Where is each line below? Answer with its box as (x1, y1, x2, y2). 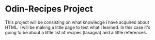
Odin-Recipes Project (5, 3, 93, 14)
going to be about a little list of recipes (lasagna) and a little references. (5, 29, 147, 35)
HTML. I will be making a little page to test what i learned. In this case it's (5, 24, 151, 30)
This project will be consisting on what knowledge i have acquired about (5, 19, 149, 25)
